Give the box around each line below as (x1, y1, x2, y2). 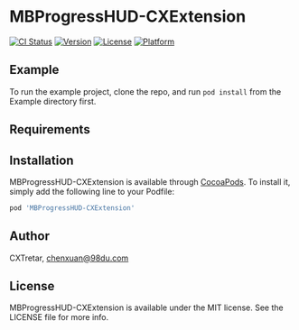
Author (9, 228, 50, 244)
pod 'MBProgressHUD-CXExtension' (9, 203, 135, 213)
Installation (9, 152, 74, 168)
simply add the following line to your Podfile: (9, 186, 174, 197)
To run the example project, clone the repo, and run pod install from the (9, 86, 282, 96)
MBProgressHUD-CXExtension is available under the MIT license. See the (9, 302, 284, 313)
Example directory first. (9, 96, 97, 106)
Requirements (9, 122, 90, 137)
